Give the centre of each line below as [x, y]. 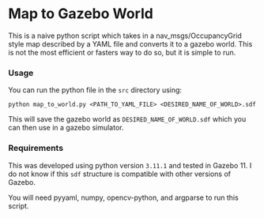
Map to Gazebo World [81, 14]
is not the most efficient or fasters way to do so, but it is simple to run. [122, 52]
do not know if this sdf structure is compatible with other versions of [120, 174]
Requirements [36, 148]
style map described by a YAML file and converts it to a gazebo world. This [130, 43]
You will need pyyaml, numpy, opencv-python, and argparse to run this [123, 197]
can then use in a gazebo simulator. [66, 128]
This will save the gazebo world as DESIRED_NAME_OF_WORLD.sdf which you [127, 119]
